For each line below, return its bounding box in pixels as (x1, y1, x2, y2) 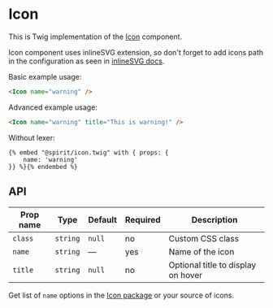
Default (88, 214, 118, 225)
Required (124, 214, 161, 225)
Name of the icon (168, 245, 235, 257)
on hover (168, 269, 203, 280)
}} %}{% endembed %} (8, 163, 79, 171)
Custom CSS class (168, 232, 240, 244)
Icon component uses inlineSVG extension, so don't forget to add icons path (8, 47, 264, 57)
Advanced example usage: (8, 102, 97, 112)
